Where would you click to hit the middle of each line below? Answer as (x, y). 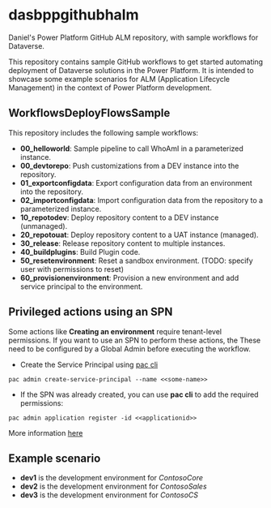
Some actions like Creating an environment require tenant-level (115, 331)
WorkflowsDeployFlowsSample (89, 113)
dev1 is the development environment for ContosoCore (112, 478)
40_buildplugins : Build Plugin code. (80, 252)
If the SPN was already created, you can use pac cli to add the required (139, 394)
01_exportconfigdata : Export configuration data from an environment (136, 183)
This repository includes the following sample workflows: (104, 132)
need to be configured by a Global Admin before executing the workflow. (129, 349)
